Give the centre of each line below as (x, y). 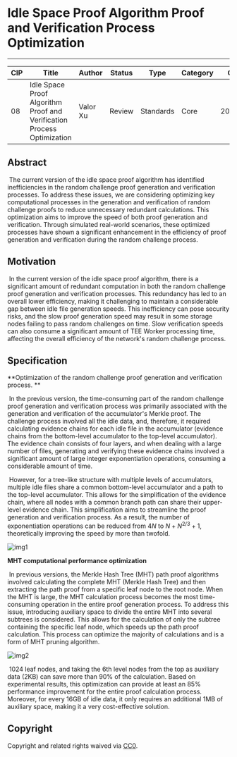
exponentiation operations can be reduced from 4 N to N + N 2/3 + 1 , (105, 525)
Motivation (32, 262)
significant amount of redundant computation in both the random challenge (116, 286)
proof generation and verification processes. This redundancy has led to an (117, 293)
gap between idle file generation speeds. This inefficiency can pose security (119, 309)
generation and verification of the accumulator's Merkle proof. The (104, 414)
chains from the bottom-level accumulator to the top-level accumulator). (112, 436)
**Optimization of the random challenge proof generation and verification (115, 378)
